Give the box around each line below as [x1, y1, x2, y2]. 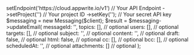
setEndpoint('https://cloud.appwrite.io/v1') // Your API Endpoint [6, 5, 161, 11]
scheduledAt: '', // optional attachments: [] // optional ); [6, 43, 141, 49]
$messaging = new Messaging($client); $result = [6, 17, 128, 24]
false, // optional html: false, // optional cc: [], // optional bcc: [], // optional [6, 36, 189, 43]
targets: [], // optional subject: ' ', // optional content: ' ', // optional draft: [6, 30, 180, 37]
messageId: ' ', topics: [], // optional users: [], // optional [43, 24, 179, 30]
